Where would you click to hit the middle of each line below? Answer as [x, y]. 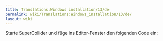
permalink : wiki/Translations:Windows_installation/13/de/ [69, 14]
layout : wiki [19, 19]
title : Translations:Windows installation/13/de [57, 10]
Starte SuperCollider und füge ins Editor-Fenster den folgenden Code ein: [82, 33]
